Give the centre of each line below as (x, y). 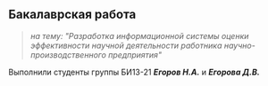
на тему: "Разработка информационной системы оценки (139, 35)
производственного (68, 55)
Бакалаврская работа (72, 15)
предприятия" (135, 55)
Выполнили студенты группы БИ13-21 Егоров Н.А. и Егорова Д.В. (134, 72)
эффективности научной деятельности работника (126, 45)
